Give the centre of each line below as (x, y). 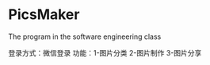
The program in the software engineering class (85, 36)
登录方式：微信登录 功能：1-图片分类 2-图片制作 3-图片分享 (105, 52)
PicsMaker (44, 15)
